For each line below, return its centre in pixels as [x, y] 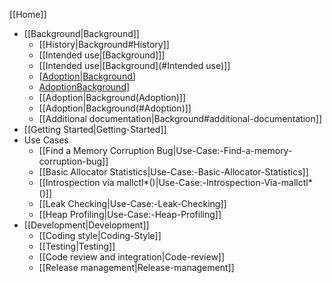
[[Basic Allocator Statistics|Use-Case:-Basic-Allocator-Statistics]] [173, 172]
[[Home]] [28, 14]
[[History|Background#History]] [104, 44]
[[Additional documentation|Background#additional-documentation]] [180, 118]
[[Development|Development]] [86, 225]
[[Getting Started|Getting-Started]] [95, 129]
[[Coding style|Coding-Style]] [100, 235]
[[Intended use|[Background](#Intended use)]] [134, 65]
